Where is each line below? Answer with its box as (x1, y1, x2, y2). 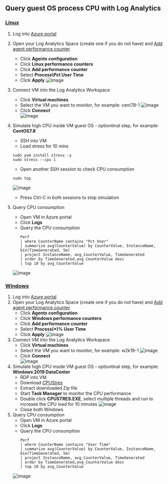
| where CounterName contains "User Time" (20, 442, 111, 447)
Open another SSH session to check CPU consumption (20, 166, 135, 172)
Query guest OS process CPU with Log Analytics (5, 4, 161, 13)
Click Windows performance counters (20, 315, 102, 321)
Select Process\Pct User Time (20, 72, 84, 78)
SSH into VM (20, 137, 47, 143)
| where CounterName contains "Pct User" (20, 239, 108, 244)
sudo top (12, 176, 31, 181)
